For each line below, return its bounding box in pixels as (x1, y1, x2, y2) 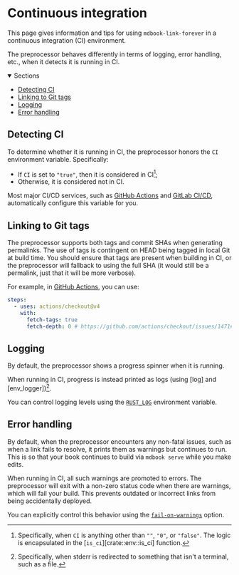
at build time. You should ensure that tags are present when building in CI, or (7, 254, 232, 262)
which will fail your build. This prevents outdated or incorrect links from (7, 489, 216, 497)
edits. (7, 460, 23, 468)
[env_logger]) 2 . (7, 383, 52, 393)
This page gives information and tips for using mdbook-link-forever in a (7, 29, 217, 37)
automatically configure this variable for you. (7, 199, 139, 207)
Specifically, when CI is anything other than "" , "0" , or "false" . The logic (17, 531, 231, 539)
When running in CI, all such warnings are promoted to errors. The (7, 474, 202, 482)
